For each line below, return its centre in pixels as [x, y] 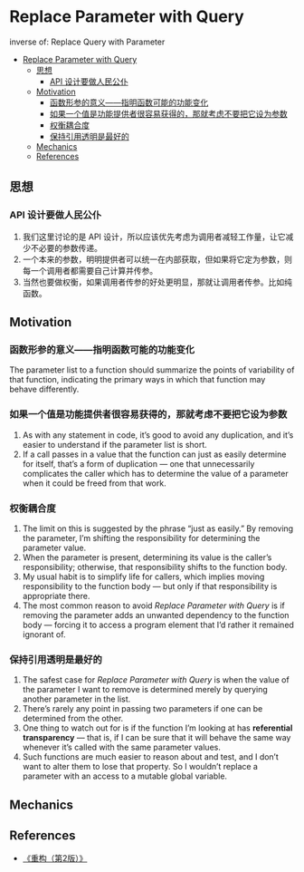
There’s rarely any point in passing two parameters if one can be [142, 709]
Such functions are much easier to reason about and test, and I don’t [150, 757]
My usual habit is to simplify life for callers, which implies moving [143, 576]
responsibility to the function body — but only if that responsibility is [150, 586]
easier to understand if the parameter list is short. [115, 444]
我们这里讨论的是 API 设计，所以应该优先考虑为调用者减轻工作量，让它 [154, 237]
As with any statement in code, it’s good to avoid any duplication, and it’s [158, 435]
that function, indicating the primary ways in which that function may [138, 380]
